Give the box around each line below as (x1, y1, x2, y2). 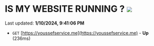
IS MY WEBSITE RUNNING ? (5, 3, 125, 15)
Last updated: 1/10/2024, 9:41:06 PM (5, 20, 85, 26)
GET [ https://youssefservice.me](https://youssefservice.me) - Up (12, 30, 149, 36)
